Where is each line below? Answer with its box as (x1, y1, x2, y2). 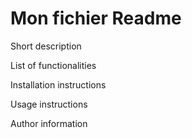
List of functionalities (10, 59, 97, 71)
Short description (10, 40, 82, 52)
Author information (10, 117, 88, 129)
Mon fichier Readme (10, 7, 182, 30)
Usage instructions (10, 98, 88, 110)
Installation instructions (10, 78, 107, 91)
